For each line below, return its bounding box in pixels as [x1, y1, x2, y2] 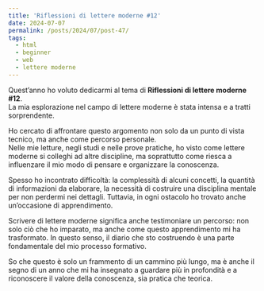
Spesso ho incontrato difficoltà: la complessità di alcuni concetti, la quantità [8, 175, 255, 184]
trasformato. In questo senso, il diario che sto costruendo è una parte [8, 232, 235, 242]
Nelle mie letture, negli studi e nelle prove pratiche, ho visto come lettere [8, 142, 246, 152]
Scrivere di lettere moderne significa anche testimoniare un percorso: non [8, 215, 250, 225]
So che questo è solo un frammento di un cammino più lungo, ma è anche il [8, 256, 255, 266]
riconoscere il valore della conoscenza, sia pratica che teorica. [8, 274, 212, 283]
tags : [8, 33, 26, 42]
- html [15, 41, 37, 49]
